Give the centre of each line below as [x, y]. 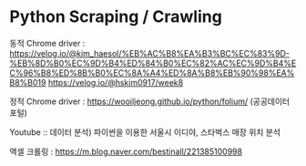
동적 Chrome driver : [47, 43]
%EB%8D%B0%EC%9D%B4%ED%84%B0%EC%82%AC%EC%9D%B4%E [153, 63]
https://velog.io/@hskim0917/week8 [116, 82]
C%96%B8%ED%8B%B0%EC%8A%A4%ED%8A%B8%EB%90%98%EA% [152, 73]
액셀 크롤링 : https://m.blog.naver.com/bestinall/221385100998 [126, 151]
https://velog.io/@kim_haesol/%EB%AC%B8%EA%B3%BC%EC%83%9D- [149, 53]
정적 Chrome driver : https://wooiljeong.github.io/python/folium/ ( [131, 101]
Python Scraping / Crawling [116, 17]
